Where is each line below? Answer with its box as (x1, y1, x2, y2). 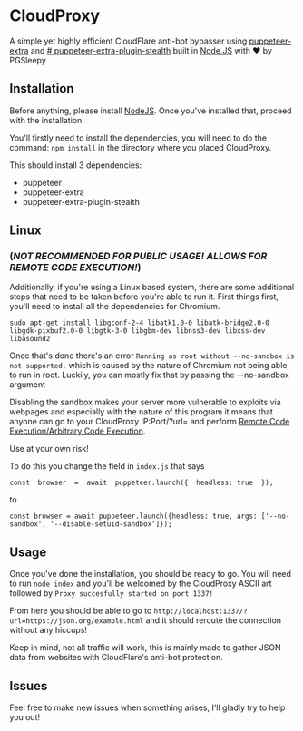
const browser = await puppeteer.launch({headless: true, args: (9, 512, 258, 521)
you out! (9, 712, 41, 723)
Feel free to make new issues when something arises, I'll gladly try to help (9, 702, 286, 713)
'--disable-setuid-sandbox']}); (49, 520, 172, 529)
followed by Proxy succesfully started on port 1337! (9, 588, 214, 599)
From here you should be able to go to (9, 605, 152, 617)
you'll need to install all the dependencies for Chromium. (9, 301, 220, 312)
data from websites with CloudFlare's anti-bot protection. (9, 652, 224, 663)
